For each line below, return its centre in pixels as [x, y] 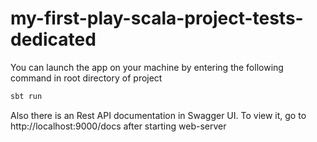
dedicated [53, 39]
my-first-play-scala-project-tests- [157, 18]
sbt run [26, 96]
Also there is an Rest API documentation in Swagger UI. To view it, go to [158, 115]
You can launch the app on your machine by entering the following [147, 67]
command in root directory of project [86, 78]
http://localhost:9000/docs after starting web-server [118, 126]
